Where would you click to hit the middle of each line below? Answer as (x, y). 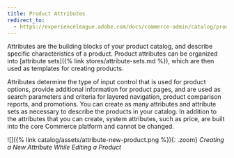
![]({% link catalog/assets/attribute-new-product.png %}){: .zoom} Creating (116, 140)
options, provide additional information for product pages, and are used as (114, 89)
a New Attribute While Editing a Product (64, 148)
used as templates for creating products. (65, 69)
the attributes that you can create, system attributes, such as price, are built (116, 119)
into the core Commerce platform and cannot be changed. (91, 127)
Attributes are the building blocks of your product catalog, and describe (110, 47)
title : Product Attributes (46, 14)
